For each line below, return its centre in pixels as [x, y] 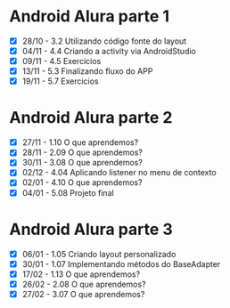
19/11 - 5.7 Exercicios [61, 81]
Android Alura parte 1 [90, 16]
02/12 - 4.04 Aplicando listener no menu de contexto [119, 173]
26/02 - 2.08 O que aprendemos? [84, 284]
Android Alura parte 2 [91, 118]
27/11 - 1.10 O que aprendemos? [80, 142]
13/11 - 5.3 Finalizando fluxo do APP [87, 71]
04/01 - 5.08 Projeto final [68, 192]
